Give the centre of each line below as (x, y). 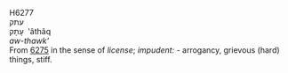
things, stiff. (31, 59)
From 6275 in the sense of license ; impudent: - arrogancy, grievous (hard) (144, 50)
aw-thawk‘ (29, 40)
